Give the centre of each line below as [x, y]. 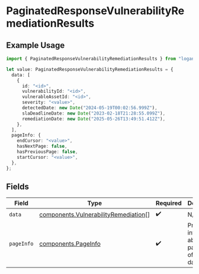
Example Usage [36, 45]
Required [168, 203]
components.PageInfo [70, 244]
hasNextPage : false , [42, 146]
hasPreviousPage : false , [47, 152]
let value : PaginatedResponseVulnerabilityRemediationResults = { [90, 69]
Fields [18, 186]
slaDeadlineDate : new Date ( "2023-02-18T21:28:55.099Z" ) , [94, 113]
